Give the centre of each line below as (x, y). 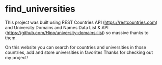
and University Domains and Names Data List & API (57, 27)
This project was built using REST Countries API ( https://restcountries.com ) (81, 22)
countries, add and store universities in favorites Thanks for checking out (79, 52)
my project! (17, 57)
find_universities (40, 9)
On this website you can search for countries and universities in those (76, 47)
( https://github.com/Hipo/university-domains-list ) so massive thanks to (77, 32)
